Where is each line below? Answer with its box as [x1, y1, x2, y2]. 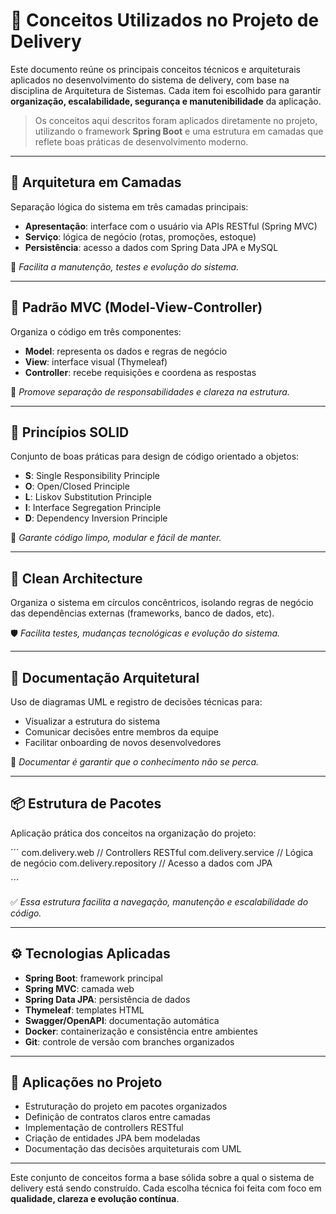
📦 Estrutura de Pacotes [10, 795, 162, 813]
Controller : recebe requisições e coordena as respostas [24, 366, 257, 378]
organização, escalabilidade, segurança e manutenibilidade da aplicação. [10, 95, 322, 107]
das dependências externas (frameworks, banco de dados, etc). [10, 607, 275, 619]
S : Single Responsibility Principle [24, 470, 160, 482]
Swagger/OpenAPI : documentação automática [24, 1014, 220, 1026]
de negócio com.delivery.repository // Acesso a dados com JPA [10, 857, 273, 869]
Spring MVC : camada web [24, 982, 135, 994]
